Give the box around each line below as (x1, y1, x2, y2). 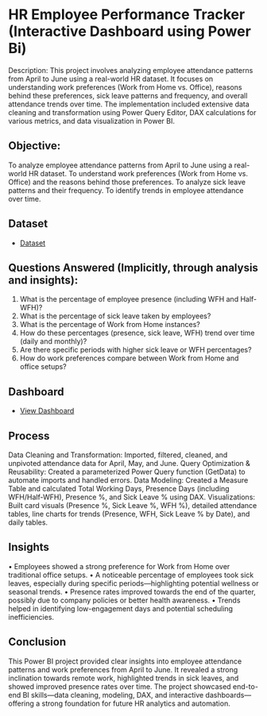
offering (8, 699, 34, 708)
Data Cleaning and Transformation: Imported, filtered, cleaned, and (8, 450, 228, 460)
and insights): (8, 273, 79, 287)
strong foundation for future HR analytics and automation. (41, 699, 230, 708)
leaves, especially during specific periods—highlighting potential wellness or (8, 578, 259, 588)
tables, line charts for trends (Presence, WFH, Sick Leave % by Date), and (8, 510, 250, 518)
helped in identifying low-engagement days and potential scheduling (8, 603, 233, 613)
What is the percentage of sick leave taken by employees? (19, 311, 211, 321)
